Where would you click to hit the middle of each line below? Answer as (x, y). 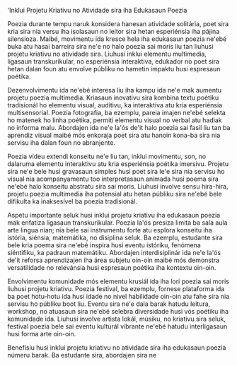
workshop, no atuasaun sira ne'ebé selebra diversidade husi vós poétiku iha (118, 311)
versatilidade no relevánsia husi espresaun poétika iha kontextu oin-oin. (112, 267)
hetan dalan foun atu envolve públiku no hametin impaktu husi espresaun (114, 69)
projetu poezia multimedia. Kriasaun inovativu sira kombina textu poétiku (113, 98)
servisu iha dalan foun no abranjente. (61, 143)
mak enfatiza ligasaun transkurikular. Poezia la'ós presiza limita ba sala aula (117, 223)
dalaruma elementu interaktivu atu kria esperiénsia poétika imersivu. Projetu (118, 164)
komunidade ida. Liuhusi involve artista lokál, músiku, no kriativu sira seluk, (117, 319)
